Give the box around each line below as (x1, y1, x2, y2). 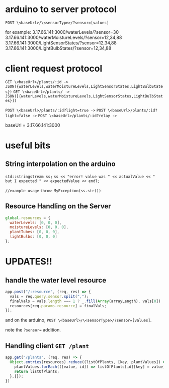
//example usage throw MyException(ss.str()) (5, 188, 102, 193)
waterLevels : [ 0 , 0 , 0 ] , (10, 220, 62, 225)
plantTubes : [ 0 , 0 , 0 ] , (10, 230, 59, 235)
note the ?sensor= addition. (5, 327, 61, 333)
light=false (5, 113, 30, 118)
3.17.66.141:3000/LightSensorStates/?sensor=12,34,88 (5, 39, 117, 46)
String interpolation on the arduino (5, 160, 116, 169)
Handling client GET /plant (5, 342, 90, 350)
